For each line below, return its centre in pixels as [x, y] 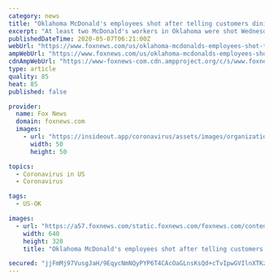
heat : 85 [23, 84]
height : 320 [43, 241]
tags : [17, 196]
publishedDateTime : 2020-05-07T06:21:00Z [80, 39]
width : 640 [41, 234]
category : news [34, 16]
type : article [32, 69]
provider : [25, 107]
